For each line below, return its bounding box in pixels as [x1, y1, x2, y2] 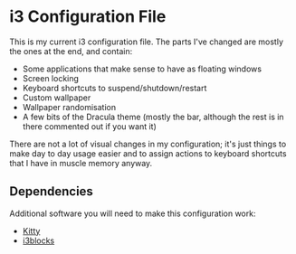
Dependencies [9, 183, 93, 200]
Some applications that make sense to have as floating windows [22, 63, 263, 74]
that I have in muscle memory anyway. [9, 157, 153, 168]
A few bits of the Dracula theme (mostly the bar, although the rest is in [22, 111, 284, 122]
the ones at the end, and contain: [9, 45, 133, 56]
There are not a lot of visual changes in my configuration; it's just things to [9, 138, 287, 149]
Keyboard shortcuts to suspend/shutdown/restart [22, 82, 207, 93]
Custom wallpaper [22, 92, 91, 103]
